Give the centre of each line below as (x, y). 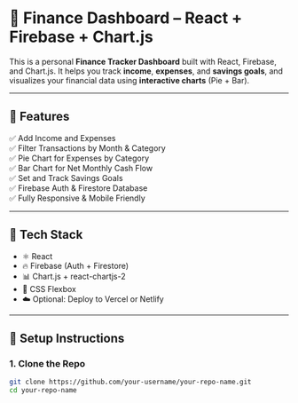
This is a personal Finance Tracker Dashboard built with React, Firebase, (143, 61)
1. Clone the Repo (47, 363)
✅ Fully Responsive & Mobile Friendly (78, 198)
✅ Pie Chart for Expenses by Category (79, 158)
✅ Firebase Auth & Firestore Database (78, 188)
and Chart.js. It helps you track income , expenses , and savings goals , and (146, 71)
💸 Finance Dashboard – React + (126, 18)
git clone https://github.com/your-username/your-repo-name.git (130, 382)
